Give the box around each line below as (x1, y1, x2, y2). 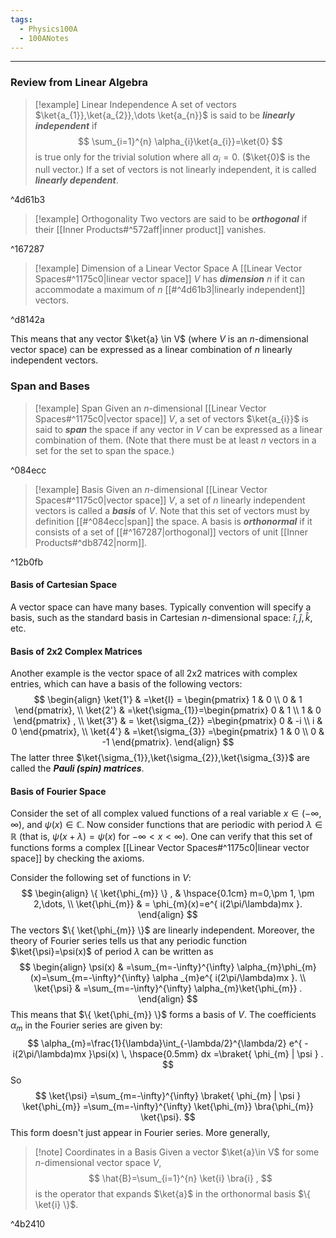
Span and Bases (10, 379, 91, 393)
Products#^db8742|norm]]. (34, 536, 148, 548)
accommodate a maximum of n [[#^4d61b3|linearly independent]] (34, 284, 306, 296)
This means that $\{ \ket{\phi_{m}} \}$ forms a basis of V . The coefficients (10, 1009, 317, 1021)
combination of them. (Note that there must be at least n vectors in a (34, 434, 317, 446)
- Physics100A (19, 24, 78, 34)
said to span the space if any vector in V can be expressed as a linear (34, 423, 323, 435)
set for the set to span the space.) (34, 444, 175, 456)
